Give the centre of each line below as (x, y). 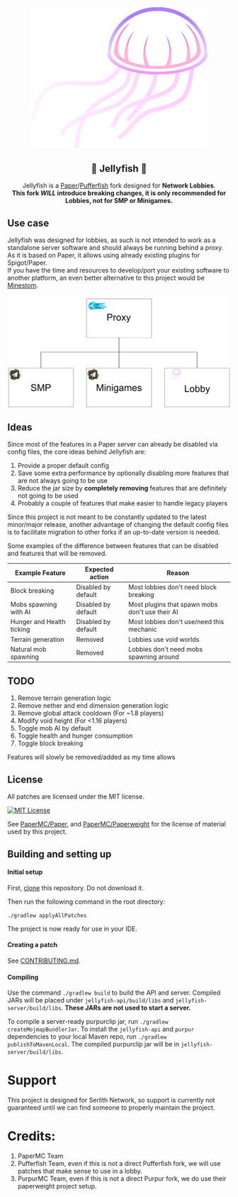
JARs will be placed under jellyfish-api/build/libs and (91, 1000)
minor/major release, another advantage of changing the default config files (118, 525)
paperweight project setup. (57, 1186)
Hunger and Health (38, 622)
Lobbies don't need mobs (166, 649)
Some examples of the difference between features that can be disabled (113, 546)
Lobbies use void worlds (164, 639)
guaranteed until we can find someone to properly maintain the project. (111, 1108)
